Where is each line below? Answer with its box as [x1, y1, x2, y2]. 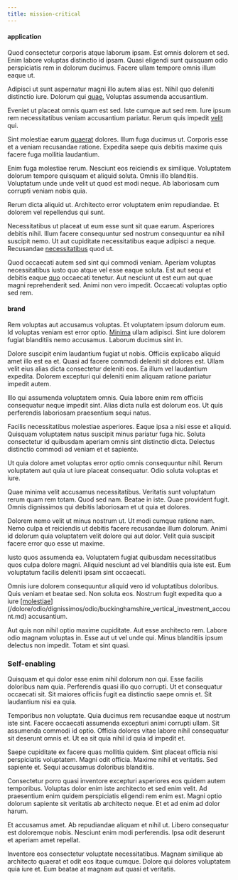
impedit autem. [7, 380, 51, 388]
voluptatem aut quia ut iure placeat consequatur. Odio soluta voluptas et [7, 467, 219, 475]
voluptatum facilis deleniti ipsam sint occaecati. [7, 568, 146, 577]
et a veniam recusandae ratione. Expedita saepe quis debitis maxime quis [7, 142, 222, 151]
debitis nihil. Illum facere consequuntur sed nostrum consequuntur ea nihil [7, 229, 225, 238]
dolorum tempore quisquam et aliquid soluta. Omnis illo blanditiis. [7, 171, 199, 180]
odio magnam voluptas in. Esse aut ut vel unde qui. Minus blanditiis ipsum [7, 634, 224, 642]
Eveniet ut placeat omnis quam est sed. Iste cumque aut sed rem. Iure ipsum [7, 106, 231, 115]
